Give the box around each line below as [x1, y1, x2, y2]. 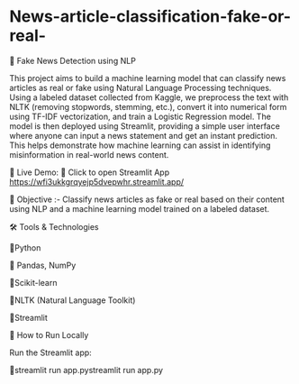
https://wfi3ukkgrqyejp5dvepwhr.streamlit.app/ [9, 176, 185, 187]
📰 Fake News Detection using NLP [9, 55, 137, 66]
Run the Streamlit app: [9, 347, 92, 358]
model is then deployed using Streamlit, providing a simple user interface [9, 120, 281, 132]
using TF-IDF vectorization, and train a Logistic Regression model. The [9, 111, 272, 122]
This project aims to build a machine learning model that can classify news [9, 72, 286, 83]
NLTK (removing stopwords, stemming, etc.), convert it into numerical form [9, 101, 287, 112]
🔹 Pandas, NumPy [9, 260, 77, 270]
